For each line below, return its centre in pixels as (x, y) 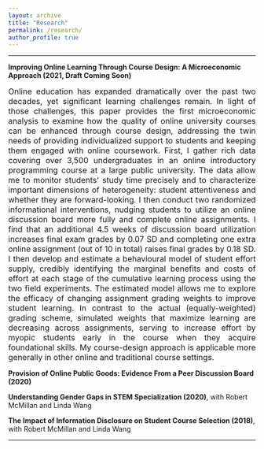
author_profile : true (44, 37)
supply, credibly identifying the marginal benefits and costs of (132, 269)
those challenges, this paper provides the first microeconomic (132, 111)
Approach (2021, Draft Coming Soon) (70, 76)
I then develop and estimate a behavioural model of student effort (132, 259)
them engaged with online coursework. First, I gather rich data (132, 150)
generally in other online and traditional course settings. (111, 358)
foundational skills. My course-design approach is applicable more (132, 347)
